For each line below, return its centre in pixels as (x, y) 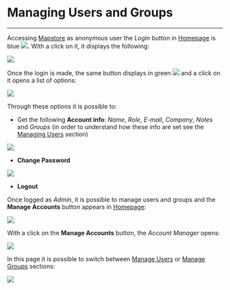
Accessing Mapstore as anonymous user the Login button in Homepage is (112, 38)
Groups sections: (31, 266)
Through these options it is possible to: (62, 106)
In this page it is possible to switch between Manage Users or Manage (106, 259)
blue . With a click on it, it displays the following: (78, 46)
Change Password (43, 160)
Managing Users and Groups (90, 13)
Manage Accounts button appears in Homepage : (77, 207)
